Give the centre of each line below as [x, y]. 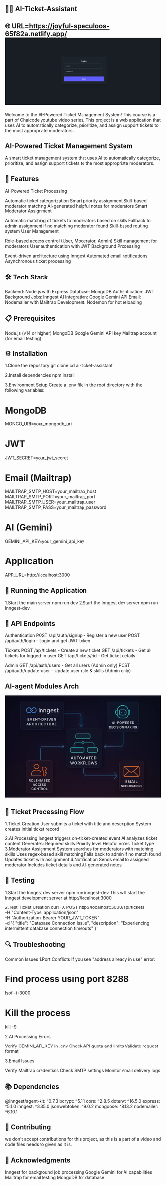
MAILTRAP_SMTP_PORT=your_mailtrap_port [50, 497]
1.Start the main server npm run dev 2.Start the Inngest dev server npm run [82, 602]
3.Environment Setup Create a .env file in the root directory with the [74, 385]
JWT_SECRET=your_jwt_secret [37, 458]
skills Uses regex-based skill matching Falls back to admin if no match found [83, 854]
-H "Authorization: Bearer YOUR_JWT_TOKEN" [52, 918]
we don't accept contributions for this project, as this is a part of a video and [83, 1139]
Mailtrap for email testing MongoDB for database [55, 1178]
